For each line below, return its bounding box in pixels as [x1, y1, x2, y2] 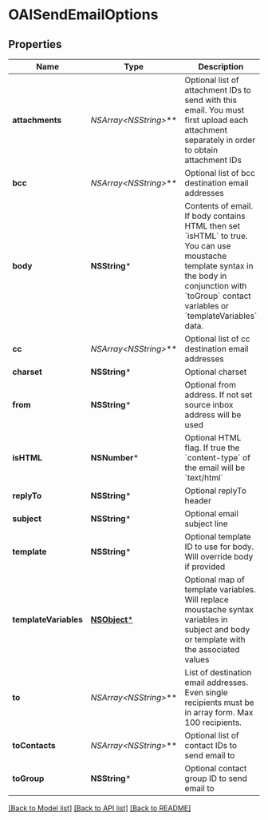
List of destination [184, 667, 252, 678]
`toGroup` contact [184, 290, 251, 301]
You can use [184, 241, 231, 251]
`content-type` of [184, 452, 251, 463]
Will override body [184, 551, 254, 562]
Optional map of [184, 574, 245, 585]
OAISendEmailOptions [8, 6, 159, 24]
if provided [184, 561, 226, 572]
